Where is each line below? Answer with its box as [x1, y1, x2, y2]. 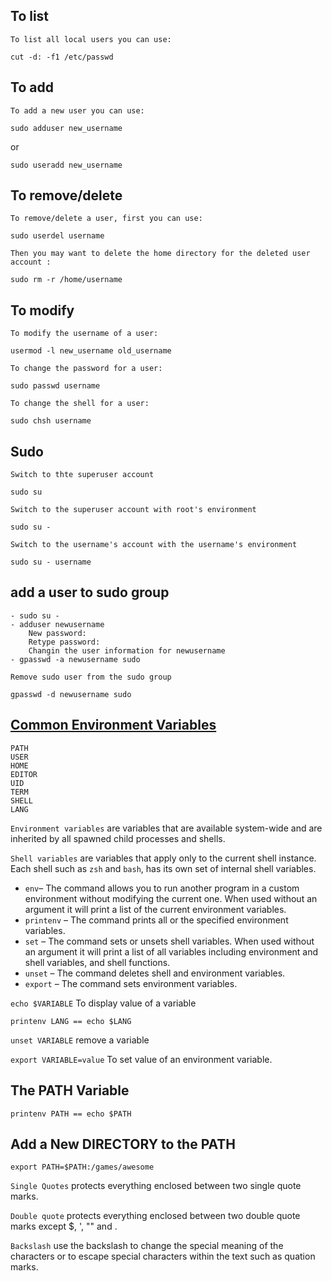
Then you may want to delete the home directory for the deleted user [10, 249, 311, 259]
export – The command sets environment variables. [24, 977, 238, 989]
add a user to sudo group [10, 584, 170, 601]
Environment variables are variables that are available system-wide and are [10, 822, 323, 834]
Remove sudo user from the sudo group [10, 672, 172, 682]
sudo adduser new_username [10, 123, 123, 133]
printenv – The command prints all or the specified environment [24, 914, 289, 926]
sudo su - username [10, 557, 92, 568]
